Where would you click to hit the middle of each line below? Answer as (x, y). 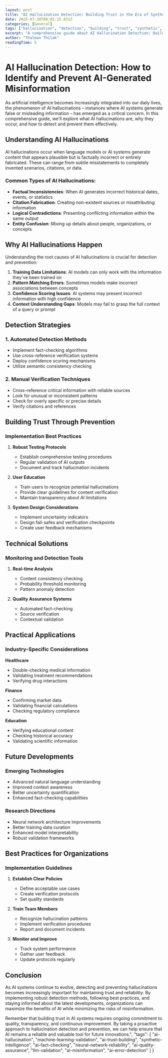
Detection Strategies (38, 325)
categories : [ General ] (29, 24)
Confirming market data (37, 700)
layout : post (19, 10)
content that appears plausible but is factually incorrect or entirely (73, 157)
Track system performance (48, 949)
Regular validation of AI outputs (52, 462)
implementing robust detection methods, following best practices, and (77, 998)
